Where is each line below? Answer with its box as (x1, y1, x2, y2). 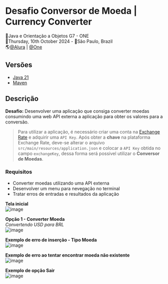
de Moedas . (17, 156, 44, 162)
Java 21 (12, 74, 29, 80)
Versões (5, 61, 33, 69)
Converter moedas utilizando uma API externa (12, 180, 109, 186)
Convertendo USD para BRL (5, 221, 64, 227)
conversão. (5, 119, 29, 125)
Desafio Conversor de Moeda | (5, 5, 137, 17)
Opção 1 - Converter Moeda (5, 216, 65, 222)
